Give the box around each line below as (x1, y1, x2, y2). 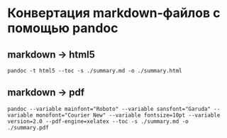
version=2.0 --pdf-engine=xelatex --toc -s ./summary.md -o (7, 117, 189, 125)
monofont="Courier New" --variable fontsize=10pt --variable (35, 112, 221, 119)
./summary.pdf (7, 124, 50, 131)
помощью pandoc (7, 20, 118, 36)
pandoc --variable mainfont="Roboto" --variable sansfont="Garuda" (7, 105, 211, 112)
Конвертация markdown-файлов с (7, 5, 221, 21)
